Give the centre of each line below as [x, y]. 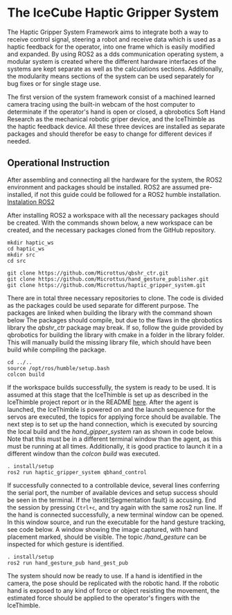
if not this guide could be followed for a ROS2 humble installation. [128, 194]
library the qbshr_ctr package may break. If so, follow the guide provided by [115, 327]
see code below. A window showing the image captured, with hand [103, 529]
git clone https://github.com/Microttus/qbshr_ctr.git [88, 273]
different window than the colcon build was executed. [84, 453]
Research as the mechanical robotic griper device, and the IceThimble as [111, 119]
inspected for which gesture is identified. [66, 544]
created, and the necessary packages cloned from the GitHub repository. [111, 229]
